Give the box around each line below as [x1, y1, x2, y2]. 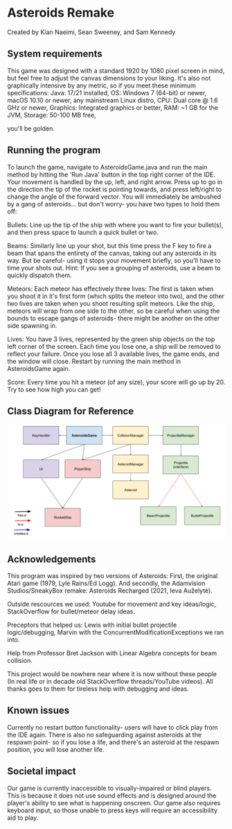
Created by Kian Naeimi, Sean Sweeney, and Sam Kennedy [7, 28, 176, 36]
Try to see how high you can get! [7, 385, 102, 393]
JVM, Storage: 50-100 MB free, [7, 110, 97, 119]
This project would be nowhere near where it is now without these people [7, 669, 217, 678]
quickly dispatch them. [7, 271, 73, 279]
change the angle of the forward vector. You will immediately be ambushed [7, 192, 222, 201]
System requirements [7, 48, 102, 60]
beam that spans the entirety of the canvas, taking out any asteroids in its [7, 249, 217, 257]
